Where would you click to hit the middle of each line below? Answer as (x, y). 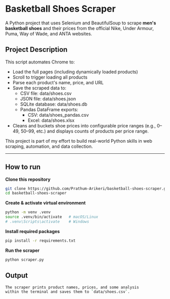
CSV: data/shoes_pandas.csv (58, 115)
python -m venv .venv (28, 212)
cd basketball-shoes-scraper (36, 193)
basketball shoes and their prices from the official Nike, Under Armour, (80, 28)
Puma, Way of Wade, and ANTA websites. (49, 34)
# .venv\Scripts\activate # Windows (47, 222)
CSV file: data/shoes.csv (46, 93)
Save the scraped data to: (39, 88)
